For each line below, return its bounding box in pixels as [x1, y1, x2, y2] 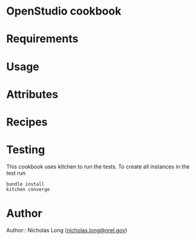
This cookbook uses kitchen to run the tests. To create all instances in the [6, 162, 190, 170]
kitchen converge [6, 186, 50, 192]
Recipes [6, 115, 48, 128]
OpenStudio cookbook [6, 4, 122, 18]
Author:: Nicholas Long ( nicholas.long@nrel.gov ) [6, 226, 128, 234]
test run [6, 169, 26, 176]
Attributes [6, 87, 59, 101]
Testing [6, 143, 45, 157]
